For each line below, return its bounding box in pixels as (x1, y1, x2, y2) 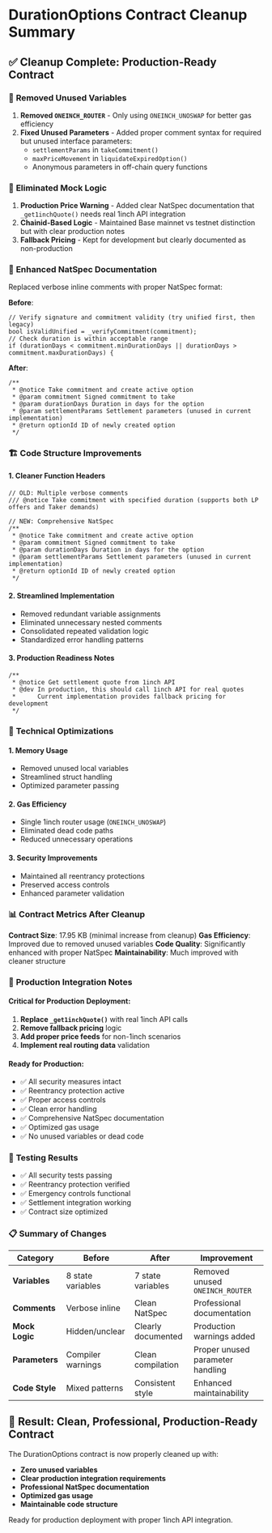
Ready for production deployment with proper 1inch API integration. (8, 1514, 233, 1524)
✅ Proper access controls (19, 1095, 107, 1105)
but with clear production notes (19, 227, 125, 236)
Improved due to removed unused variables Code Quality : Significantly (8, 939, 246, 948)
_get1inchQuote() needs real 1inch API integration (19, 209, 186, 219)
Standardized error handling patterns (19, 634, 144, 645)
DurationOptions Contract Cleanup (8, 6, 248, 24)
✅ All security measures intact (19, 1077, 121, 1087)
